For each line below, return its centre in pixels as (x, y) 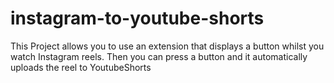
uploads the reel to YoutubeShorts (81, 67)
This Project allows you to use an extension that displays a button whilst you (167, 46)
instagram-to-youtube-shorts (137, 18)
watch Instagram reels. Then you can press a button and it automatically (159, 56)
